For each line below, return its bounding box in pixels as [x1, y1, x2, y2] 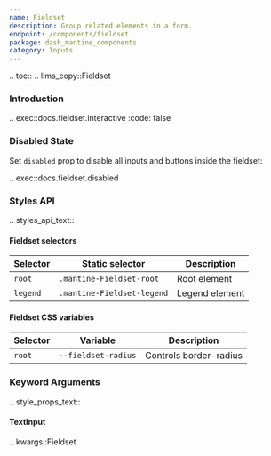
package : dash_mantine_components [9, 37, 138, 47]
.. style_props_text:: [9, 396, 81, 407]
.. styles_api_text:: [9, 215, 75, 226]
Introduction [9, 92, 64, 105]
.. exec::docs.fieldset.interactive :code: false [9, 113, 171, 124]
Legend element [176, 287, 245, 300]
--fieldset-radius [59, 350, 137, 361]
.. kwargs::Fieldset [9, 436, 76, 447]
